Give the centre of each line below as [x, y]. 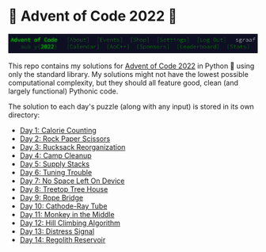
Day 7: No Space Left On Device [72, 181]
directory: [24, 115]
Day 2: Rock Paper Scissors [65, 139]
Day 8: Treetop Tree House [64, 189]
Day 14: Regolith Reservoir [63, 240]
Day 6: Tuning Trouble [56, 173]
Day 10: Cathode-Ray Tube [63, 206]
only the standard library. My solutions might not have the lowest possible [129, 74]
